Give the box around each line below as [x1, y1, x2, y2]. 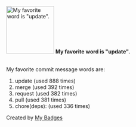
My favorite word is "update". [55, 48, 131, 55]
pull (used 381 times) [14, 96, 67, 103]
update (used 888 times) [14, 77, 76, 84]
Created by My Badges [6, 114, 63, 121]
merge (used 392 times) [14, 84, 75, 91]
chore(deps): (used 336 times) [14, 103, 91, 109]
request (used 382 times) [14, 90, 78, 97]
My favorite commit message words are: [6, 66, 106, 73]
